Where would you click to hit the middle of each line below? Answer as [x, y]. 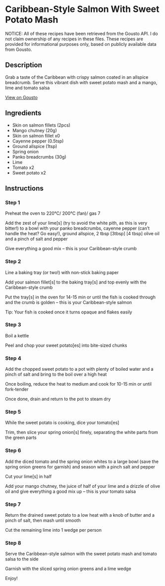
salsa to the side [22, 559]
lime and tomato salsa [27, 88]
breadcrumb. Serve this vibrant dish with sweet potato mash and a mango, [81, 82]
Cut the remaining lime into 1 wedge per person [53, 530]
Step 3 [13, 325]
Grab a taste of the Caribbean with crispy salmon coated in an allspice [77, 77]
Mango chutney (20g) [34, 130]
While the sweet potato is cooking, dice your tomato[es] [62, 423]
